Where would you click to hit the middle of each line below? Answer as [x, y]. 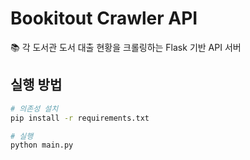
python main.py [42, 145]
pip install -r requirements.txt [80, 118]
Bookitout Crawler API [104, 18]
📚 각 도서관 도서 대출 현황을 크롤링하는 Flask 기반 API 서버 [126, 47]
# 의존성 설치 [34, 108]
